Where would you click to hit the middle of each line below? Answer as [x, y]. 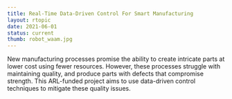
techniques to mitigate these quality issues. [69, 89]
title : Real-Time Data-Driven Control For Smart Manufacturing [100, 13]
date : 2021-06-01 [32, 26]
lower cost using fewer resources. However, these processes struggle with [114, 66]
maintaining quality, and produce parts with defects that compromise [106, 74]
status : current [30, 33]
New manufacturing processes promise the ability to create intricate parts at [116, 59]
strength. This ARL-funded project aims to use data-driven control [101, 81]
